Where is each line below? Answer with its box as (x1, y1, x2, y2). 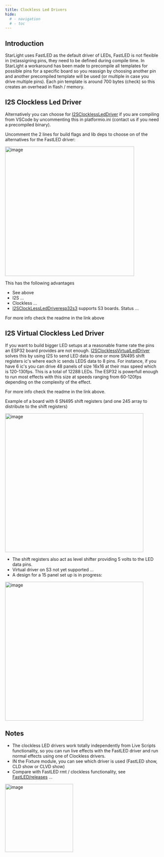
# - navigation (9, 16, 41, 21)
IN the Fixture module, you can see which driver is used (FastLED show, (12, 758, 158, 764)
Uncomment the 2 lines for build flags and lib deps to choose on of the (5, 131, 148, 137)
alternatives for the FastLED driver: (5, 136, 76, 142)
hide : (5, 12, 16, 17)
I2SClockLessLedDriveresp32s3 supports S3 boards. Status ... (12, 305, 139, 311)
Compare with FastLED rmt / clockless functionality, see (12, 769, 126, 775)
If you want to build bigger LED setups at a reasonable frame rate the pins (5, 342, 155, 348)
